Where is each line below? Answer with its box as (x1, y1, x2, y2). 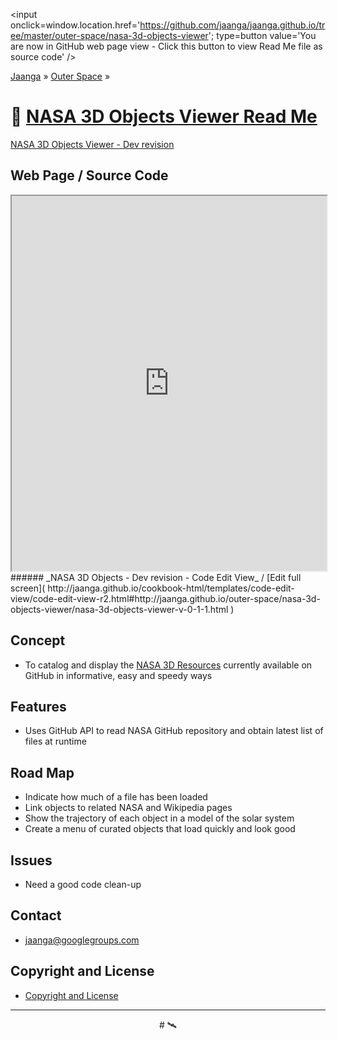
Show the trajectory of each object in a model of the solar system (24, 812, 295, 824)
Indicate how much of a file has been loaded (24, 791, 208, 803)
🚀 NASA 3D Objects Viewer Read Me (10, 105, 318, 128)
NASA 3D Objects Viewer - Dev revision (10, 138, 175, 150)
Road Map (10, 764, 75, 781)
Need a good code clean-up (24, 879, 142, 890)
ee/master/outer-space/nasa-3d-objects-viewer (10, 30, 209, 41)
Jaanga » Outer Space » (10, 70, 111, 82)
